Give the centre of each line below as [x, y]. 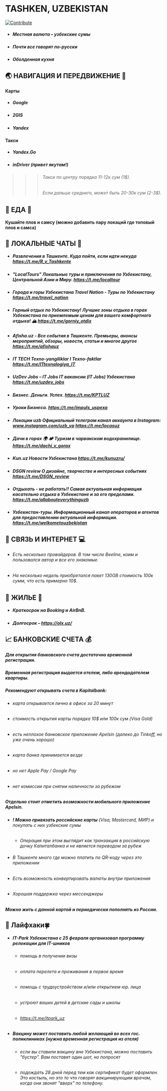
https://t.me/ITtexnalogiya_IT [44, 364]
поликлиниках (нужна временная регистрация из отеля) [75, 1039]
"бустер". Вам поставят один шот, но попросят [70, 1057]
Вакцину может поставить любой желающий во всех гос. [76, 1034]
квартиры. [17, 678]
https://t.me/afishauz [35, 346]
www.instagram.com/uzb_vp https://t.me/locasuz [66, 425]
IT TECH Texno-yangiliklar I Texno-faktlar [57, 359]
